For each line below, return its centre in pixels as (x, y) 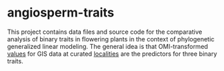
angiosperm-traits (61, 13)
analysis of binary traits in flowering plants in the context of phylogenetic (111, 39)
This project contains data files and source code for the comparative (105, 32)
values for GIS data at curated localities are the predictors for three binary (112, 54)
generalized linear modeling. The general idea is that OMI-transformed (108, 46)
